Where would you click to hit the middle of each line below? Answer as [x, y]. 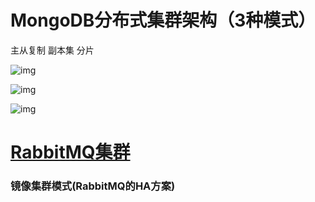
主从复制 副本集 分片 [52, 50]
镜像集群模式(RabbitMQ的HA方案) [93, 186]
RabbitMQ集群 [70, 152]
